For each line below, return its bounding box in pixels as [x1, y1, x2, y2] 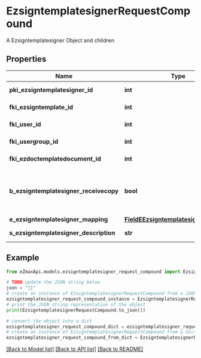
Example [6, 253, 39, 263]
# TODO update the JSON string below [6, 280, 100, 286]
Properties [6, 54, 47, 64]
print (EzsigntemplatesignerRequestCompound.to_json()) [6, 307, 146, 313]
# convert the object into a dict [6, 318, 93, 324]
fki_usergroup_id [9, 137, 59, 145]
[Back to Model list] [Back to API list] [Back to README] [6, 345, 144, 353]
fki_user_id [9, 120, 41, 128]
